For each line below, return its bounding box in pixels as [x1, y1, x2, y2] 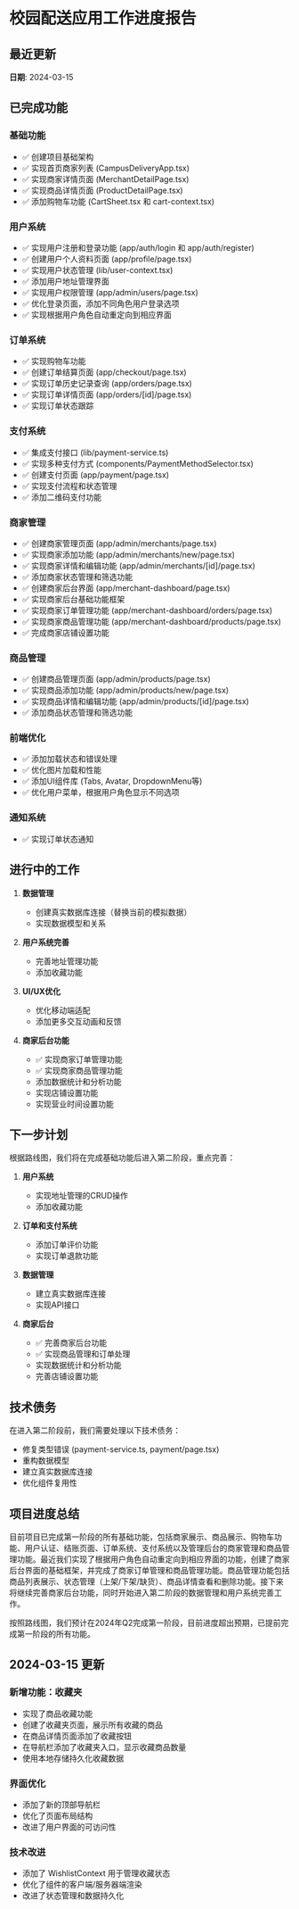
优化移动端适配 [35, 1005, 91, 1016]
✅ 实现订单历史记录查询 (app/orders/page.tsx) [21, 378, 193, 389]
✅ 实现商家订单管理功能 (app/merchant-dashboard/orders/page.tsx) [21, 604, 273, 616]
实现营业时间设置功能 [35, 1099, 114, 1109]
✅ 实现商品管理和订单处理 [35, 1349, 131, 1359]
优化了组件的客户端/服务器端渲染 [21, 1880, 142, 1890]
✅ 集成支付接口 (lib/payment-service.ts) [21, 447, 169, 458]
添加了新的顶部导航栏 [21, 1799, 101, 1810]
